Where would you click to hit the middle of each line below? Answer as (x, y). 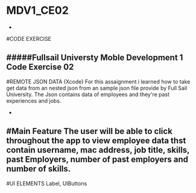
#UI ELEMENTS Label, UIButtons (47, 183)
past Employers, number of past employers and (97, 160)
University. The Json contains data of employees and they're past (88, 94)
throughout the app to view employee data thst (96, 141)
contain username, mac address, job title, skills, (98, 150)
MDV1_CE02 (38, 11)
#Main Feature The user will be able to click (90, 131)
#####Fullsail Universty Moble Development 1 (95, 58)
